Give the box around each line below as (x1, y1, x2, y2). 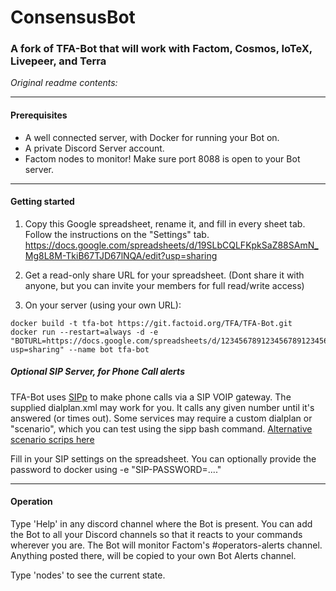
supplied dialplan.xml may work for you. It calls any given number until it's (10, 401, 315, 413)
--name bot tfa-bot (68, 344, 150, 355)
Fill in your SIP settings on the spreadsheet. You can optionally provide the (10, 452, 317, 465)
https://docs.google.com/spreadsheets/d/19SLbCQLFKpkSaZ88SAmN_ (24, 239, 319, 251)
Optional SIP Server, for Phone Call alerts (10, 366, 185, 378)
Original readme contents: (10, 77, 118, 89)
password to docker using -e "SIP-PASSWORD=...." (10, 463, 222, 475)
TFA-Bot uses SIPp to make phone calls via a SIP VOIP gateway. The (10, 391, 292, 403)
